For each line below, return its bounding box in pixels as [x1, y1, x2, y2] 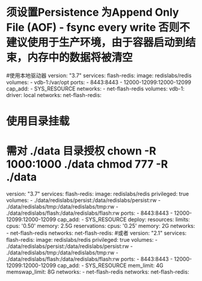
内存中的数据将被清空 [27, 51, 133, 65]
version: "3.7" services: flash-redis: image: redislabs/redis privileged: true [6, 191, 189, 198]
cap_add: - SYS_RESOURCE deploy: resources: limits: [57, 216, 191, 223]
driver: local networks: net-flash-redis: [6, 91, 102, 98]
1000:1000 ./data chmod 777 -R [6, 157, 168, 171]
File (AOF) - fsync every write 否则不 [6, 21, 191, 34]
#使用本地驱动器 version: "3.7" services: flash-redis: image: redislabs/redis [6, 72, 192, 79]
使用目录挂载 [6, 115, 70, 128]
